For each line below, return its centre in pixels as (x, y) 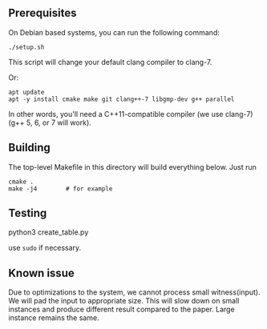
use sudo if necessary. (45, 248)
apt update (26, 92)
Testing (28, 213)
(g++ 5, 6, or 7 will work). (50, 122)
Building (29, 148)
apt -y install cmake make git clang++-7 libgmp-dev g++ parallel (121, 99)
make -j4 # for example (61, 189)
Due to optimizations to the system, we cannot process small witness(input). (134, 292)
